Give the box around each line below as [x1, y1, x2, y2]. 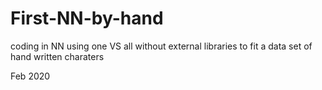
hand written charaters [10, 50, 105, 62]
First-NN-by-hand [10, 7, 164, 30]
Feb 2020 [10, 70, 51, 82]
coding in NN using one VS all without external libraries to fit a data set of [10, 40, 313, 52]
